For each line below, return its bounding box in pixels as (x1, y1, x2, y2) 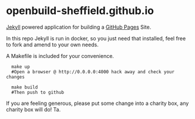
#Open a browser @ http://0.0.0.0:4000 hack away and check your (11, 69, 175, 74)
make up (11, 63, 31, 70)
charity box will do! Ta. (6, 106, 61, 113)
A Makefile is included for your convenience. (6, 52, 115, 59)
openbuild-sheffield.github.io (6, 4, 154, 18)
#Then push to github (11, 89, 65, 95)
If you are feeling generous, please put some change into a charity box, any (6, 100, 189, 107)
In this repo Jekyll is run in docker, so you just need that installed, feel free (6, 35, 186, 42)
